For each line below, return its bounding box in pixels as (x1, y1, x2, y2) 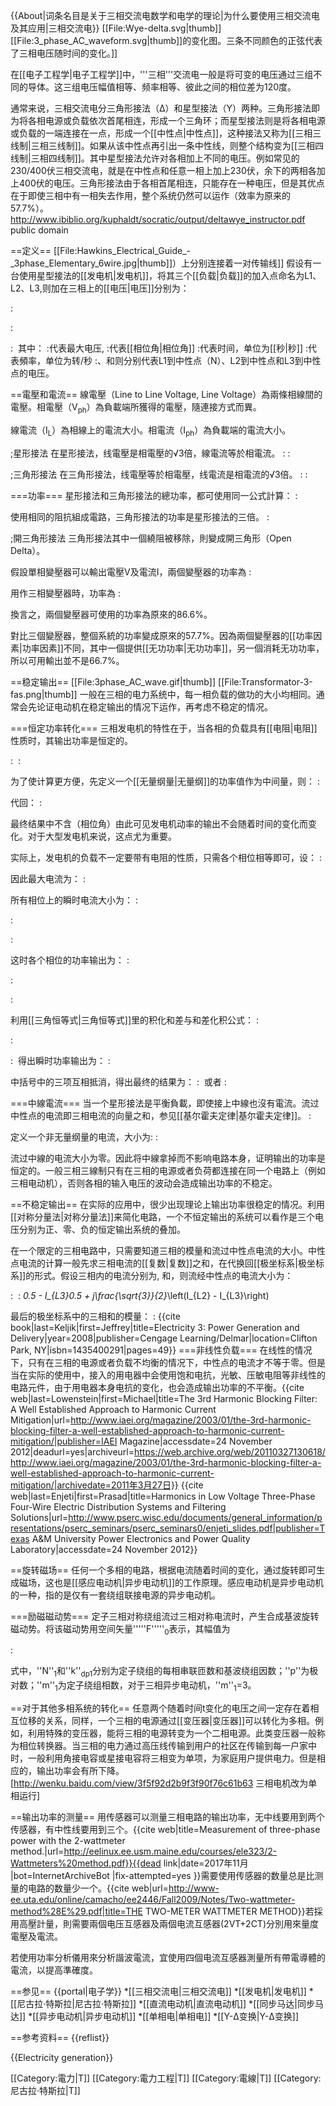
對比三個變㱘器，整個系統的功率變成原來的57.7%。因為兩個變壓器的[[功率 (10, 629, 314, 641)
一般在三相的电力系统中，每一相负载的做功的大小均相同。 (79, 688, 317, 700)
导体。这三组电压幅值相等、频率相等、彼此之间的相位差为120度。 (27, 81, 297, 93)
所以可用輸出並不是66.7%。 (10, 654, 125, 666)
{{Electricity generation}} (10, 2051, 114, 2063)
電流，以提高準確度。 (10, 1964, 98, 1976)
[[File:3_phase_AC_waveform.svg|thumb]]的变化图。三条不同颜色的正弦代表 (10, 35, 323, 46)
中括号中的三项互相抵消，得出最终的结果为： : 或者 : (10, 1075, 227, 1088)
